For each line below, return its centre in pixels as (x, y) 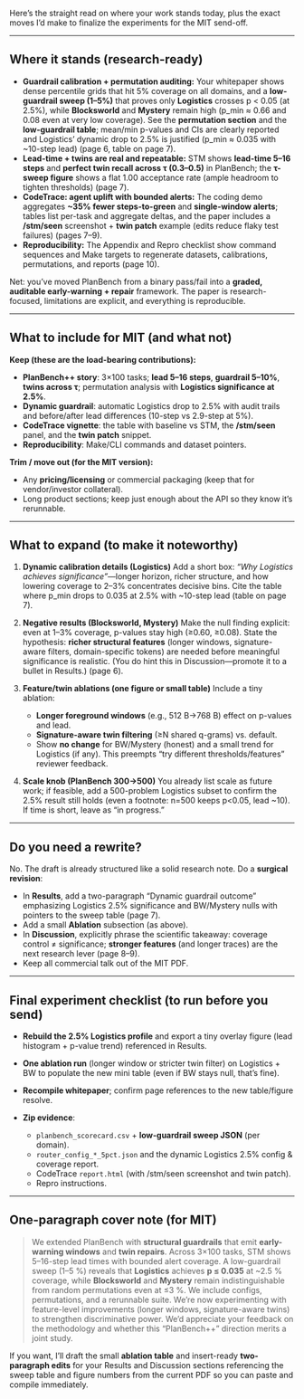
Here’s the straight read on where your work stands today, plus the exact (145, 13)
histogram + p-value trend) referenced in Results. (114, 1046)
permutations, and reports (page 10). (91, 264)
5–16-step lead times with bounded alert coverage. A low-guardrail (156, 1261)
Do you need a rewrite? (76, 847)
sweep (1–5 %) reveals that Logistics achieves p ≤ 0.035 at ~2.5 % (157, 1271)
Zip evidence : (48, 1118)
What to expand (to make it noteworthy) (124, 545)
